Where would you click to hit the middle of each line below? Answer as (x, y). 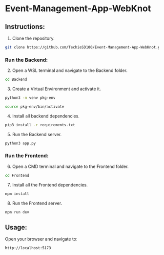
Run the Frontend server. (37, 203)
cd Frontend (17, 175)
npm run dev (17, 212)
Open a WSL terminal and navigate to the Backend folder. (70, 70)
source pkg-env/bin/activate (35, 106)
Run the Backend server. (37, 134)
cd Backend (16, 80)
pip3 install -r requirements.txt (40, 125)
